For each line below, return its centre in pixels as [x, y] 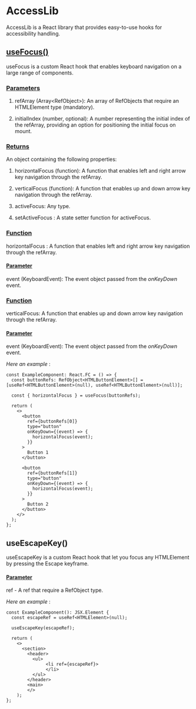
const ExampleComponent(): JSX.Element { [58, 613]
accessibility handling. [33, 33]
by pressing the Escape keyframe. [48, 564]
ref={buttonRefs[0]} [52, 422]
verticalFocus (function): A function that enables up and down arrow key [102, 189]
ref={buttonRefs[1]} [52, 473]
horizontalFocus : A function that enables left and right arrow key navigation [98, 246]
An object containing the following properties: [62, 159]
